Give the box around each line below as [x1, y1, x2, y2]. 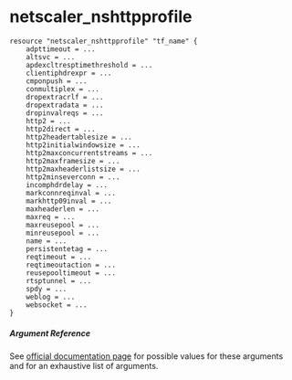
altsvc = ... [26, 52, 76, 61]
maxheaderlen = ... [26, 204, 100, 214]
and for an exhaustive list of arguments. [9, 360, 159, 371]
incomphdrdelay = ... [26, 180, 108, 189]
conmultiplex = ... [26, 84, 100, 93]
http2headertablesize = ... [26, 132, 132, 142]
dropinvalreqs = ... [26, 108, 104, 118]
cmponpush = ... [26, 76, 89, 86]
